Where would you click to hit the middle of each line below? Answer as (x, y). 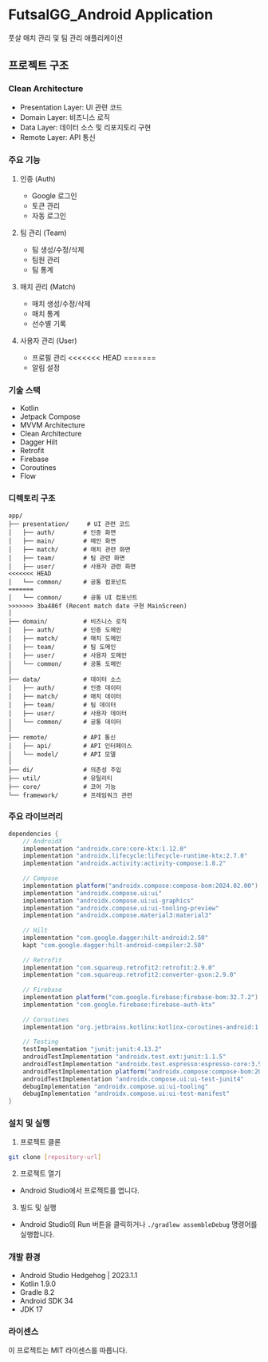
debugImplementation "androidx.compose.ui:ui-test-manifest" (126, 1094)
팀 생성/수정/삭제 (58, 249)
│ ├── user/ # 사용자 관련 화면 (72, 566)
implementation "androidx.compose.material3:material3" (118, 916)
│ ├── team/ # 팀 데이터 (62, 705)
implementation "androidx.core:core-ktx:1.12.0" (105, 849)
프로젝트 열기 (40, 1173)
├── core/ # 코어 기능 (62, 787)
